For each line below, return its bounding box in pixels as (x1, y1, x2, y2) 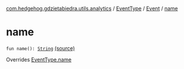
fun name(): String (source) (6, 44, 75, 51)
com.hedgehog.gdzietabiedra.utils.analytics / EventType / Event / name (6, 5, 178, 12)
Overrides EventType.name (6, 56, 72, 63)
